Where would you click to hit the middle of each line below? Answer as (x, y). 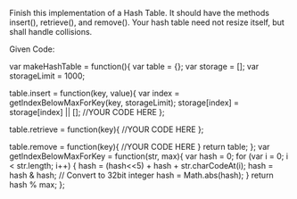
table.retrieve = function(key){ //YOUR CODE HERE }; (107, 129)
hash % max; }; (37, 185)
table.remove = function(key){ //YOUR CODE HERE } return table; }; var (140, 147)
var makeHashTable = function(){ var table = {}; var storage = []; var (134, 66)
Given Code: (32, 49)
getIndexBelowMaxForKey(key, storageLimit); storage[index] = (124, 103)
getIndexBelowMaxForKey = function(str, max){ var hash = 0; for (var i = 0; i (148, 156)
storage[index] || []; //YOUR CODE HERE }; (87, 112)
